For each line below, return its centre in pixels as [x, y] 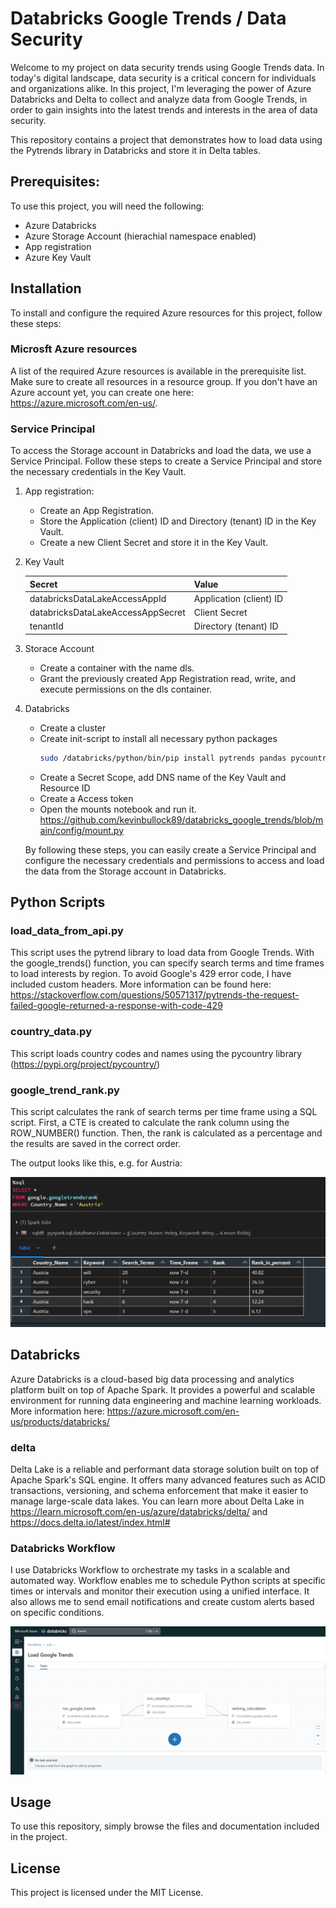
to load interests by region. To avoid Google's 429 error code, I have [151, 974]
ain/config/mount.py [82, 830]
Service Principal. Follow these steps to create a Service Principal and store [166, 461]
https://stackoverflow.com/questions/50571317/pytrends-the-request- [155, 995]
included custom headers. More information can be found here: [141, 984]
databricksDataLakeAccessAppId [98, 598]
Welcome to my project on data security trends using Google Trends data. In [167, 67]
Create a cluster [73, 728]
